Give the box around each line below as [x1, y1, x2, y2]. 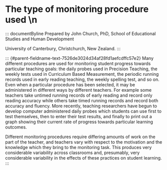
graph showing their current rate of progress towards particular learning [5, 119, 154, 125]
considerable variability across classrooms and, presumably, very [5, 150, 140, 156]
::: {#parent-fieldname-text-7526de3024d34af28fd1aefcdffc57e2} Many [5, 55, 154, 61]
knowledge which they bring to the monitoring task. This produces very [5, 144, 152, 150]
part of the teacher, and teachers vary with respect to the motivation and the [5, 139, 163, 145]
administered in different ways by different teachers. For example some [5, 87, 152, 93]
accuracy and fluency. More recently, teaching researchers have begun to [5, 103, 157, 109]
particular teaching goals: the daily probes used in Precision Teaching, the [5, 66, 158, 72]
